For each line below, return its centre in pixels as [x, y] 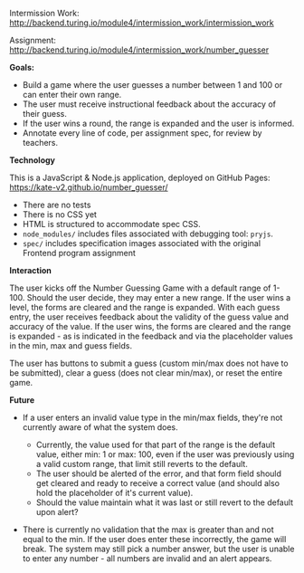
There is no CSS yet [60, 215]
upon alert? [57, 512]
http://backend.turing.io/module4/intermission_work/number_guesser [139, 50]
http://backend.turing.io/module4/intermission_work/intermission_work [142, 23]
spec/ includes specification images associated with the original [141, 243]
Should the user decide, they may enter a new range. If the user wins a [159, 297]
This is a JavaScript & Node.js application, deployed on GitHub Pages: [140, 177]
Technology [33, 160]
